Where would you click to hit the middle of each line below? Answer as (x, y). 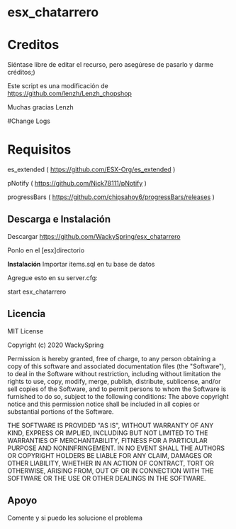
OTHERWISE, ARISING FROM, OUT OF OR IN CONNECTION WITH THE (111, 471)
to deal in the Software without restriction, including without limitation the (114, 373)
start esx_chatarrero (37, 292)
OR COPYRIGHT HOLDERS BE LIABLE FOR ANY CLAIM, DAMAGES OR (110, 455)
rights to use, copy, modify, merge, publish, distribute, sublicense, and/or (114, 381)
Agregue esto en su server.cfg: (52, 277)
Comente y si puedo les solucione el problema (75, 518)
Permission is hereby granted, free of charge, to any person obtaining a (112, 358)
